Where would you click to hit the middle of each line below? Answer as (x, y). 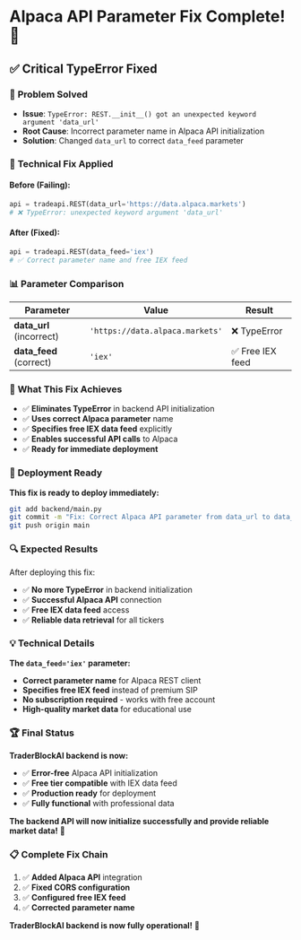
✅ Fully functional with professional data (98, 804)
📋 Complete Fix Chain (59, 855)
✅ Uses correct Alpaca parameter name (98, 419)
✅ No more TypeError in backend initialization (107, 589)
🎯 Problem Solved (48, 94)
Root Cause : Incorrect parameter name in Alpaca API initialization (143, 131)
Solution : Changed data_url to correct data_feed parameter (133, 140)
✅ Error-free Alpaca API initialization (90, 773)
